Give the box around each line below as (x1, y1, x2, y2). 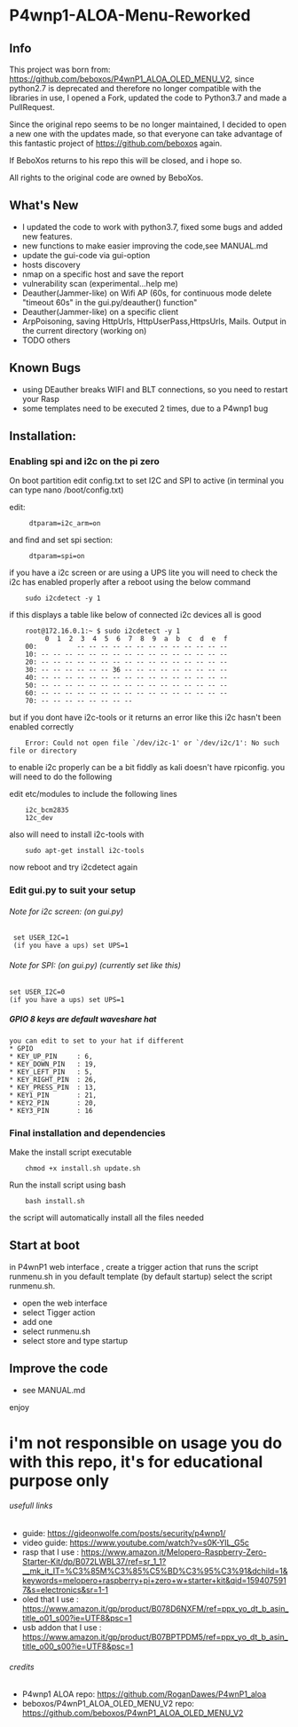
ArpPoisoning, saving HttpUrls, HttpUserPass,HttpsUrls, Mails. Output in (21, 316, 286, 327)
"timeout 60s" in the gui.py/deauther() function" (21, 296, 198, 307)
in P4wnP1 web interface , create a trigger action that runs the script (9, 1261, 259, 1272)
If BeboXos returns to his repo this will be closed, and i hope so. (9, 155, 242, 165)
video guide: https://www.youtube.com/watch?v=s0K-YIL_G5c (21, 1537, 250, 1548)
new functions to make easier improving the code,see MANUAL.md (21, 241, 269, 251)
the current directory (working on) (21, 325, 147, 335)
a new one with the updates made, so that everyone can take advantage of (9, 129, 283, 138)
